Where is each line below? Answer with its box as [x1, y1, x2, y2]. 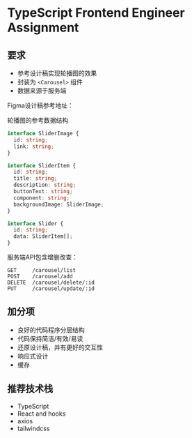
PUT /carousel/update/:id [7, 285, 95, 292]
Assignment [7, 20, 79, 36]
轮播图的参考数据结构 [7, 116, 68, 124]
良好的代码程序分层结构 [17, 326, 85, 334]
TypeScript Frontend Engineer [7, 5, 186, 21]
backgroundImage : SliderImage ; [13, 201, 104, 208]
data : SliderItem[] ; [13, 233, 73, 240]
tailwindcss [17, 424, 50, 432]
